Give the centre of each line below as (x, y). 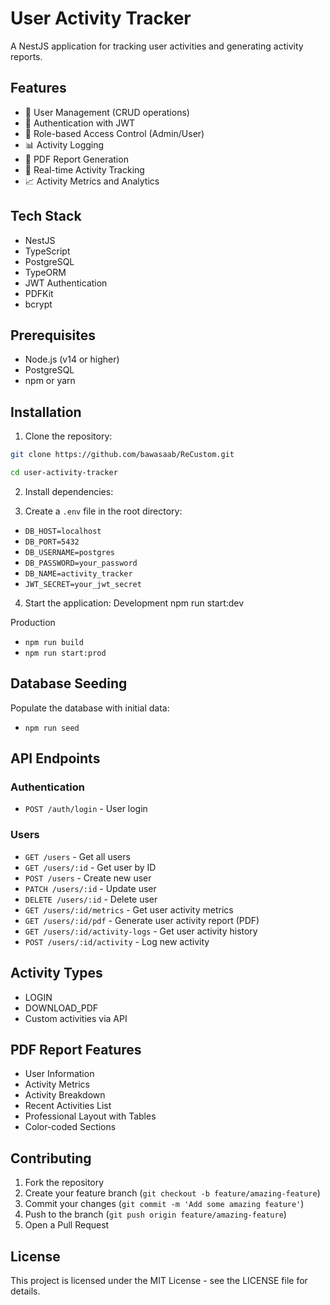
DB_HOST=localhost (63, 531)
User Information (59, 1074)
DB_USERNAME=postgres (69, 552)
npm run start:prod (65, 653)
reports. (26, 56)
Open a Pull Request (67, 1225)
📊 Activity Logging (64, 144)
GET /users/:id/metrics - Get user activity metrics (129, 909)
